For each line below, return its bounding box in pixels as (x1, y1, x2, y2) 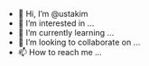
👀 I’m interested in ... (17, 18, 95, 29)
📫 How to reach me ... (17, 47, 102, 57)
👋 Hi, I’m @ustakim (17, 9, 88, 19)
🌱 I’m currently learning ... (17, 28, 115, 37)
